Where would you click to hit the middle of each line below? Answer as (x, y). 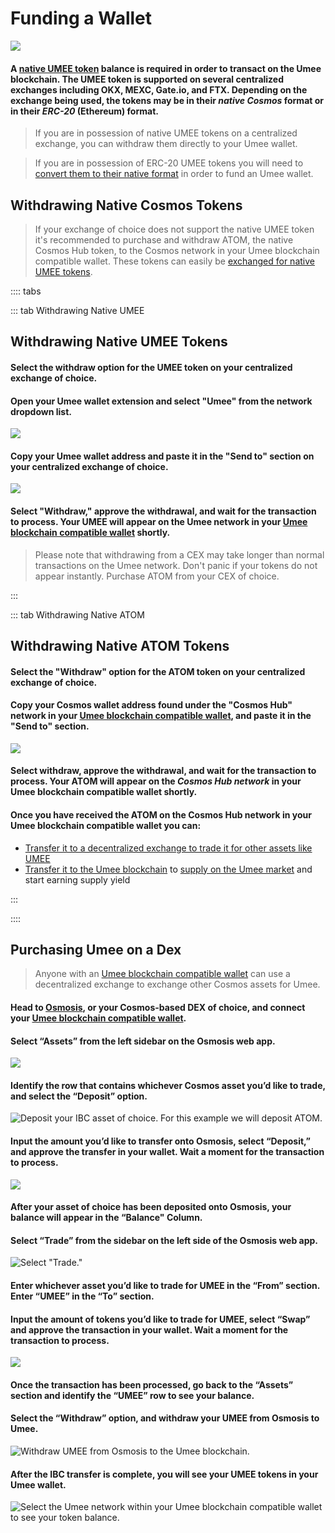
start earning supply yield (77, 879)
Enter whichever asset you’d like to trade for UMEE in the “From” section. (165, 1285)
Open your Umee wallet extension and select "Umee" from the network (161, 401)
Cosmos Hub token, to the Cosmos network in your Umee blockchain (177, 250)
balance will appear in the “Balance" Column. (106, 1218)
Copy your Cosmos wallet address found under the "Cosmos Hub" (151, 705)
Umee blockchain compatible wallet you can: (106, 825)
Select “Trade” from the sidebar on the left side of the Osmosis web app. (164, 1240)
